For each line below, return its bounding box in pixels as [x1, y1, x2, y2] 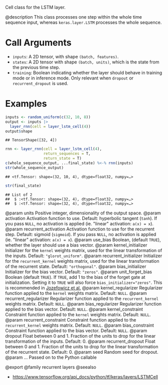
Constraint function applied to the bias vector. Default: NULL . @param [5, 327, 147, 334]
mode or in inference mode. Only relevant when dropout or [12, 75, 134, 81]
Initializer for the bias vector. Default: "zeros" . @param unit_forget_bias [5, 269, 152, 275]
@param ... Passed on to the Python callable [5, 354, 97, 360]
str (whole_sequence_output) [5, 165, 64, 170]
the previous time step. [12, 64, 60, 70]
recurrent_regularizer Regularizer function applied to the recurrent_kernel [5, 295, 159, 301]
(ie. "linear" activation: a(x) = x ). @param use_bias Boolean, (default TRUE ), [5, 237, 161, 243]
